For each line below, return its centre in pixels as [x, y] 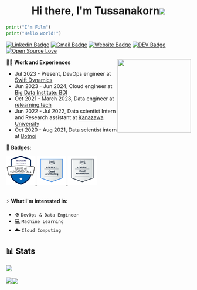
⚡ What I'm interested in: [37, 201]
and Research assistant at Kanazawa [59, 117]
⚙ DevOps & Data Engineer [47, 214]
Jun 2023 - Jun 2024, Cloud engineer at [63, 86]
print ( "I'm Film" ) [28, 27]
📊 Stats [21, 252]
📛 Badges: [19, 147]
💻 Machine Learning [39, 221]
